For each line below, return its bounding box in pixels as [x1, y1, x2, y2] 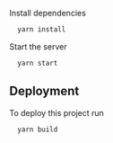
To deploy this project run [9, 107, 105, 118]
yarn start [17, 58, 58, 67]
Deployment [9, 84, 80, 99]
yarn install [17, 25, 66, 34]
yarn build [17, 125, 58, 134]
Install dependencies [9, 8, 87, 18]
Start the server [9, 40, 67, 52]
